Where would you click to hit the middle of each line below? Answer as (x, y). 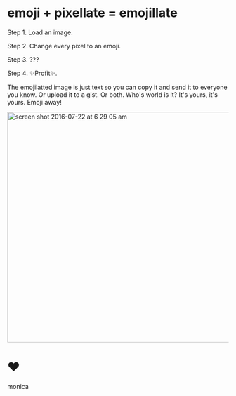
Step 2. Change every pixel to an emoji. (64, 46)
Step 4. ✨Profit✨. (32, 73)
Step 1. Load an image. (40, 32)
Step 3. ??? (23, 59)
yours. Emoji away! (34, 102)
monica (18, 386)
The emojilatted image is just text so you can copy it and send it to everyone (117, 87)
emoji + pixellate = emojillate (92, 13)
